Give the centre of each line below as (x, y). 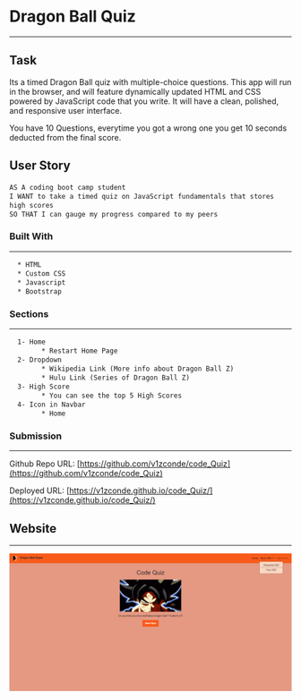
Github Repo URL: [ (45, 464)
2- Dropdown (40, 360)
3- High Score (43, 387)
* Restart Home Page (80, 351)
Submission (36, 436)
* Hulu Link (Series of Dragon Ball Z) (116, 378)
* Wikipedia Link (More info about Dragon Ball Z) (138, 369)
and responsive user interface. (66, 110)
